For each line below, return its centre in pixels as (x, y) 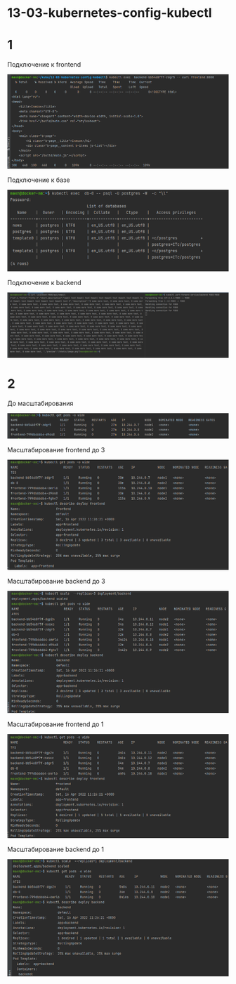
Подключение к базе (39, 180)
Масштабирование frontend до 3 (56, 450)
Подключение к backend (45, 282)
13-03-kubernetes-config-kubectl (110, 13)
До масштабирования (40, 404)
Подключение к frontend (44, 65)
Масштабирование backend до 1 (55, 849)
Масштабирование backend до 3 (56, 581)
